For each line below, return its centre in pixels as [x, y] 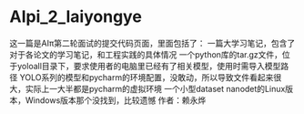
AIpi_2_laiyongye [76, 17]
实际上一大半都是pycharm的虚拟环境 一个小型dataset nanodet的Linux [155, 88]
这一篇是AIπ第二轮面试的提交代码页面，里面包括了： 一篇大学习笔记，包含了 [152, 43]
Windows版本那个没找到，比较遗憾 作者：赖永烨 [116, 100]
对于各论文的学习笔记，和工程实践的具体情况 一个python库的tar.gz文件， [146, 54]
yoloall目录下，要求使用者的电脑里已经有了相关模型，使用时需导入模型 [149, 66]
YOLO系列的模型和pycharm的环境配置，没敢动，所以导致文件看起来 [147, 77]
